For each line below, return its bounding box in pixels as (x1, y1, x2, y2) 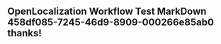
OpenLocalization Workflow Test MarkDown (7, 6, 207, 17)
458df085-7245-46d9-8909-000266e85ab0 (7, 17, 215, 29)
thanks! (7, 27, 42, 39)
